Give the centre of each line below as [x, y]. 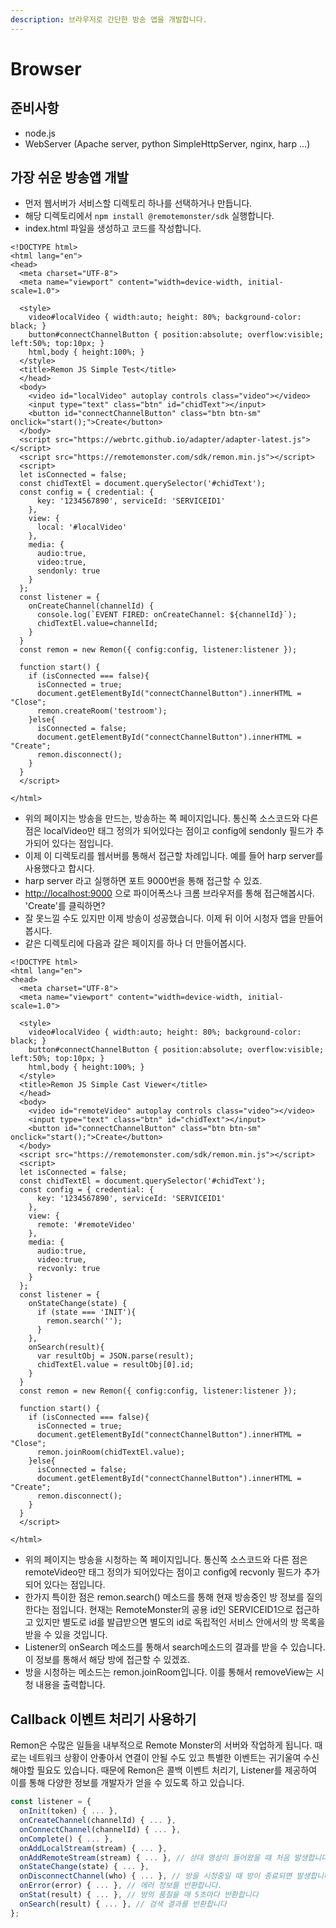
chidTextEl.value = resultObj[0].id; [115, 1365]
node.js [40, 133]
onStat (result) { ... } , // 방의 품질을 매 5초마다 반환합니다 [139, 1895]
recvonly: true [68, 1269]
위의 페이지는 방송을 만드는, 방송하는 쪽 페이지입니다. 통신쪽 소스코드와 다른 [171, 818]
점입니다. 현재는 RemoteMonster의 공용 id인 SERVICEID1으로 [172, 1610]
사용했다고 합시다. [59, 868]
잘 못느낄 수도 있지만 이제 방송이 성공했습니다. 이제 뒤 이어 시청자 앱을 [160, 918]
